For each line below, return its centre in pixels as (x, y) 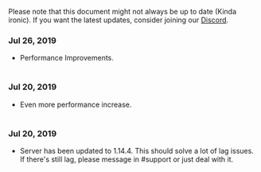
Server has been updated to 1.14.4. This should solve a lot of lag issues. (137, 150)
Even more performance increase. (76, 104)
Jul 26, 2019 (33, 41)
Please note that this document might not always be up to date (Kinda (123, 12)
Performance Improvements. (66, 58)
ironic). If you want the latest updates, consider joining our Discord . (119, 20)
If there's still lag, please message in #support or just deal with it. (127, 159)
